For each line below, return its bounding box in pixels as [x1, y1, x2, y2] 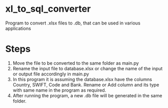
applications [5, 25, 31, 31]
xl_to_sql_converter [5, 3, 91, 15]
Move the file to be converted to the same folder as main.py [12, 60, 139, 66]
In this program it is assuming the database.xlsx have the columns [12, 76, 152, 82]
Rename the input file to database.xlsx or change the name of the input [12, 65, 163, 71]
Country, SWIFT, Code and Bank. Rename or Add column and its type [12, 82, 160, 88]
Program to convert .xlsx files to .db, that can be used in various [5, 20, 141, 26]
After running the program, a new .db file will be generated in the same [12, 92, 162, 98]
